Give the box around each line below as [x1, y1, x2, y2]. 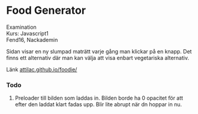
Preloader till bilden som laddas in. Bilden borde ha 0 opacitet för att [14, 94, 184, 102]
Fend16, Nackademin [6, 36, 58, 43]
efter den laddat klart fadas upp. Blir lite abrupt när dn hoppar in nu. [14, 101, 182, 108]
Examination [6, 23, 37, 31]
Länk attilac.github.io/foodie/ [6, 65, 77, 73]
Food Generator [6, 4, 86, 17]
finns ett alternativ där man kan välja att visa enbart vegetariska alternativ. [6, 54, 190, 61]
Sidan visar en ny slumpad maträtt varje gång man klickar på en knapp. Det [6, 47, 192, 55]
